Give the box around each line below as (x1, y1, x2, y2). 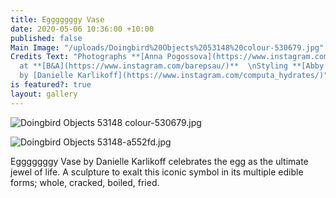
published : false (10, 33, 83, 43)
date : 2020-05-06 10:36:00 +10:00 (10, 24, 155, 34)
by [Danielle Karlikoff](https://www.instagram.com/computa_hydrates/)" (19, 71, 329, 81)
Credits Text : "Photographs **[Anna (10, 52, 163, 62)
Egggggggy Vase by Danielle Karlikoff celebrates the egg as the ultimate (10, 155, 309, 167)
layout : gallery (10, 89, 78, 99)
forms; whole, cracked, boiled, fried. (10, 176, 160, 188)
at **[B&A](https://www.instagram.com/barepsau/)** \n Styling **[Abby (19, 61, 325, 71)
